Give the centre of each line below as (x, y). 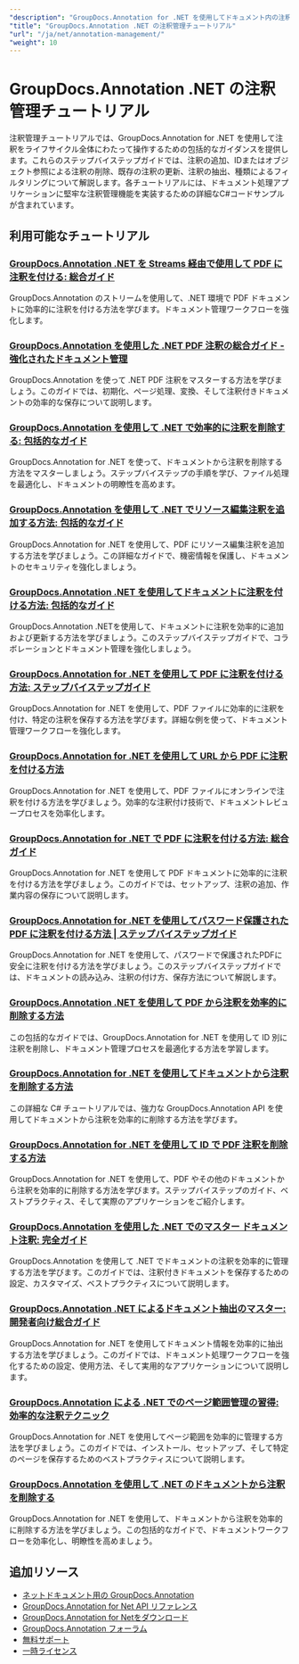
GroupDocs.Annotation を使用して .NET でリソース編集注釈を (142, 509)
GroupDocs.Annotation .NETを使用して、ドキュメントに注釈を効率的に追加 (147, 626)
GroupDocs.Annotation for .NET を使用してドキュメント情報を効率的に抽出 (146, 1343)
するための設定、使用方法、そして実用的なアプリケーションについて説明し (153, 1365)
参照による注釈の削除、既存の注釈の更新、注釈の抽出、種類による (153, 171)
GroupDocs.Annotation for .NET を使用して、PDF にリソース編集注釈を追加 (147, 544)
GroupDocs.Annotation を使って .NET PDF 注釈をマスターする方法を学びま (146, 380)
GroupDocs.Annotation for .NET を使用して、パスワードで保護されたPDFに (146, 955)
